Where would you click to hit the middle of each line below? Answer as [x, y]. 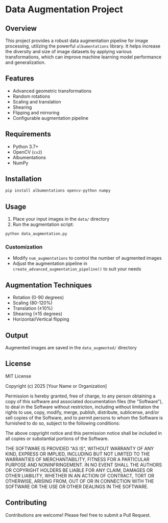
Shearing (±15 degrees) [38, 314]
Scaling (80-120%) [32, 303]
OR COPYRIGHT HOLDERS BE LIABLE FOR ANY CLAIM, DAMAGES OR [79, 470]
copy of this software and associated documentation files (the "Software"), [84, 401]
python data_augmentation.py [36, 234]
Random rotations [31, 96]
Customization [24, 247]
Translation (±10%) [33, 308]
